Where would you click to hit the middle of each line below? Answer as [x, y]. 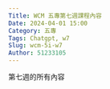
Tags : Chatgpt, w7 [39, 38]
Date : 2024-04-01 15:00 [48, 23]
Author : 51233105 [37, 53]
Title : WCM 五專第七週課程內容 [55, 16]
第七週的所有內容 [37, 77]
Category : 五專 [33, 30]
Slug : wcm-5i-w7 [35, 46]
